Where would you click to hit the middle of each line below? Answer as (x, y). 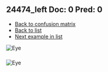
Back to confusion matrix (45, 24)
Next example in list (39, 36)
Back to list (28, 30)
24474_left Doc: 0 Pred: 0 (54, 10)
